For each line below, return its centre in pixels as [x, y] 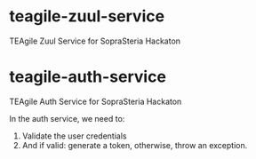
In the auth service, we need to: [67, 118]
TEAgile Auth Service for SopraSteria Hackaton [96, 101]
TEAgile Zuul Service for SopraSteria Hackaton [95, 41]
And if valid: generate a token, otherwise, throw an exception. [135, 145]
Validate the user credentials [74, 136]
